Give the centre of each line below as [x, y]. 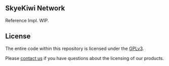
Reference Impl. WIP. [27, 20]
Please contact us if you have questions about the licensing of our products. [85, 58]
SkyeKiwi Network [35, 8]
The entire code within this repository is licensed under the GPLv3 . [75, 48]
